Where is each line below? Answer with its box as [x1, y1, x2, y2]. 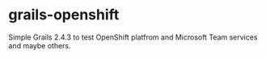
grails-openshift [8, 6, 120, 24]
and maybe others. [8, 40, 71, 50]
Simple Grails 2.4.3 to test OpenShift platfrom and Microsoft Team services [8, 32, 258, 42]
